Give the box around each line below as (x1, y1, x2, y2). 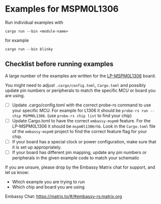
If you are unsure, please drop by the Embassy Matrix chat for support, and (5, 164, 155, 170)
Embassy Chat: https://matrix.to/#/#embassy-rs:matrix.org (5, 193, 122, 199)
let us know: (5, 170, 30, 175)
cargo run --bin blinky (5, 47, 53, 51)
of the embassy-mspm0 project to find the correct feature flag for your (12, 128, 147, 134)
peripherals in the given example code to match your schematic (12, 155, 140, 161)
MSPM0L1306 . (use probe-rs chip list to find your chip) (23, 113, 132, 119)
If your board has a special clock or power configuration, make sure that (12, 138, 157, 144)
